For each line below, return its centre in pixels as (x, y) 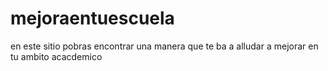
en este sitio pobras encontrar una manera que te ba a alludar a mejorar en (164, 46)
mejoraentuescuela (92, 18)
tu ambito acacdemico (56, 56)
